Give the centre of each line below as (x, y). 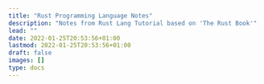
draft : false (30, 53)
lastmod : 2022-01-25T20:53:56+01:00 (70, 46)
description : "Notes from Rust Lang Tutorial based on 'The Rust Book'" (133, 23)
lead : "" (23, 30)
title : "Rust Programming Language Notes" (80, 16)
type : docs (27, 68)
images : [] (27, 61)
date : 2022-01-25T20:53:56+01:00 (64, 38)
